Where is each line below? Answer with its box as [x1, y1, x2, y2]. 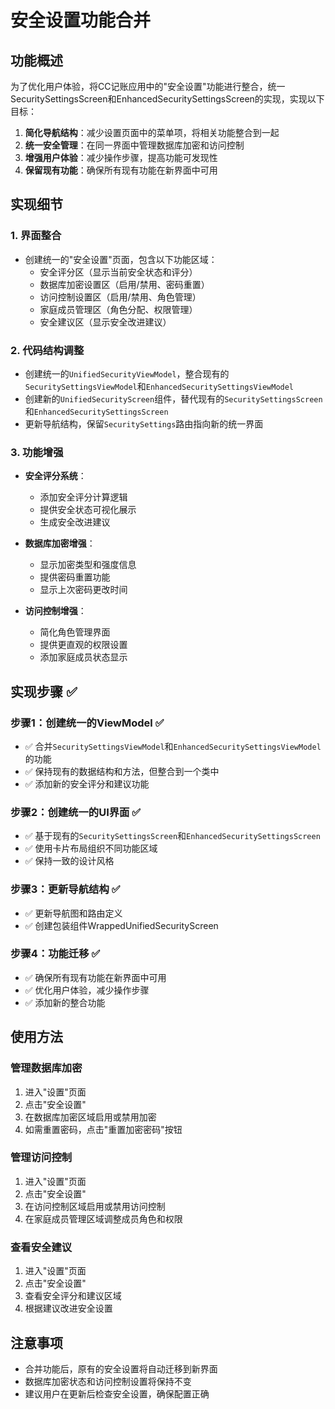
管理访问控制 [10, 1151, 73, 1165]
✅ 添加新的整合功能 [24, 996, 106, 1008]
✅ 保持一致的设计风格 [24, 855, 115, 867]
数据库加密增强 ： [24, 537, 96, 550]
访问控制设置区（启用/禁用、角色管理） [39, 291, 202, 303]
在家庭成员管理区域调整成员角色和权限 [24, 1212, 183, 1225]
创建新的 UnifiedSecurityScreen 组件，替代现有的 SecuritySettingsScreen [24, 392, 323, 405]
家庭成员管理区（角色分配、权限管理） [39, 303, 198, 315]
